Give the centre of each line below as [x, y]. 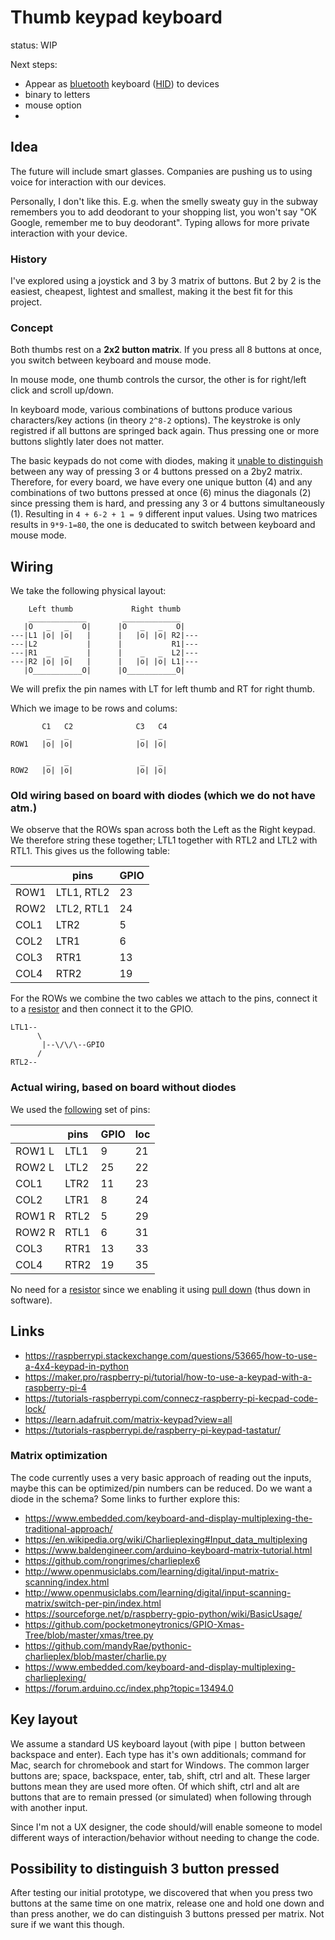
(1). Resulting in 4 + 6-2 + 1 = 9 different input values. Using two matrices [164, 514]
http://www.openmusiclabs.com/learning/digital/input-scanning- [158, 1592]
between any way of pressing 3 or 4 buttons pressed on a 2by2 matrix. [156, 472]
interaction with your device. [69, 233]
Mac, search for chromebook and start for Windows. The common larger [160, 1765]
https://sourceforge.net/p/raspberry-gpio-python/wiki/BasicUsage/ [163, 1613]
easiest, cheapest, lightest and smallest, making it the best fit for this [151, 292]
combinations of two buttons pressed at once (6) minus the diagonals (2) [161, 493]
